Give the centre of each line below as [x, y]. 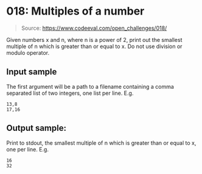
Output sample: [37, 128]
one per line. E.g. [27, 149]
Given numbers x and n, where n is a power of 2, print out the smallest [94, 40]
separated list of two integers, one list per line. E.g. [70, 93]
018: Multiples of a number [75, 11]
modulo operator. [28, 52]
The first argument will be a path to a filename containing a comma [90, 86]
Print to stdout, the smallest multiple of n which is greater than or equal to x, [101, 143]
